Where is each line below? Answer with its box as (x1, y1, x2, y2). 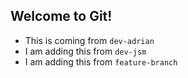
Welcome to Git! (10, 8, 113, 25)
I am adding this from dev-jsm (24, 45, 147, 57)
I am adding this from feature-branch (24, 55, 178, 68)
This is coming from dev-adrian (24, 34, 155, 46)
